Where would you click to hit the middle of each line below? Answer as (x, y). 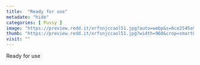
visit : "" (18, 39)
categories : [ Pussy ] (34, 22)
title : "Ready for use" (37, 12)
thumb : (14, 34)
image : (14, 28)
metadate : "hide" (28, 17)
